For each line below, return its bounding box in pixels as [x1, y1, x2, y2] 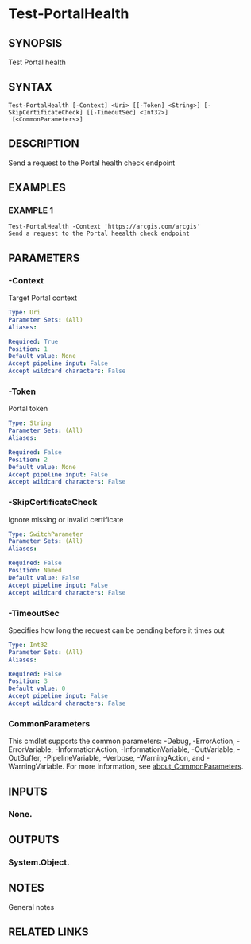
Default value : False [8, 573, 80, 582]
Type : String [8, 419, 52, 427]
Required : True [8, 337, 59, 345]
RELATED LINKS [8, 926, 89, 939]
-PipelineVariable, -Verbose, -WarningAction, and [43, 753, 205, 763]
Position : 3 [8, 677, 48, 685]
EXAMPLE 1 [8, 204, 54, 215]
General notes [8, 902, 55, 911]
